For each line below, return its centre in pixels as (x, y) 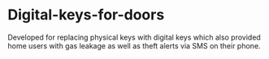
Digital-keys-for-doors (86, 15)
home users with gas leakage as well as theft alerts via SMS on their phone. (134, 45)
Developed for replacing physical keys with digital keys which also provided (134, 37)
